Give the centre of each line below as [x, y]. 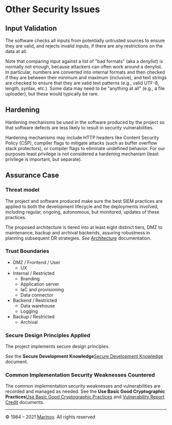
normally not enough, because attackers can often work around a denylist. [84, 67]
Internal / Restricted [34, 273]
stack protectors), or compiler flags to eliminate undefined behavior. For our [85, 148]
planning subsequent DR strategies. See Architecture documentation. [78, 238]
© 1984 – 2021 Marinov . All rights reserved [50, 417]
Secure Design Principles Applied [48, 335]
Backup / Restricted [34, 316]
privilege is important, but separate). [44, 159]
